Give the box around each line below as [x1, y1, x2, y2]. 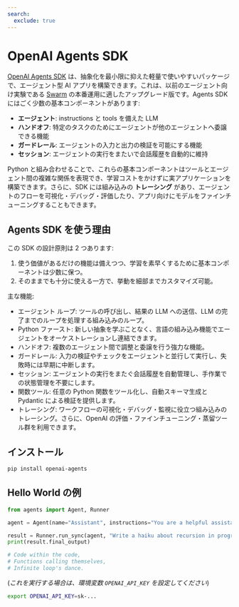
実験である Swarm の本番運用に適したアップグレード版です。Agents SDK [13, 90, 228, 98]
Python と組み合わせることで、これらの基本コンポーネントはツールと [7, 165, 211, 173]
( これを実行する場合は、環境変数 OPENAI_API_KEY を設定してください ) [7, 578, 210, 587]
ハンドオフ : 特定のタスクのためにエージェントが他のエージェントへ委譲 [17, 123, 228, 132]
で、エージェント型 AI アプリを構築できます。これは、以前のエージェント [7, 81, 222, 90]
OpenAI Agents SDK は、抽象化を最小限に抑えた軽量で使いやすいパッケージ [7, 72, 230, 81]
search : [7, 10, 31, 18]
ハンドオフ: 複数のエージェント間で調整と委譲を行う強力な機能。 [17, 343, 208, 352]
